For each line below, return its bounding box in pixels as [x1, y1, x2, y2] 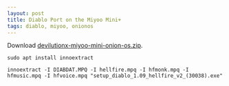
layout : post [7, 10, 45, 17]
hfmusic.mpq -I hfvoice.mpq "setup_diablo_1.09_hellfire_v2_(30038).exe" [7, 72, 223, 79]
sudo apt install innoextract [7, 55, 94, 61]
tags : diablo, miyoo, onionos [7, 23, 94, 29]
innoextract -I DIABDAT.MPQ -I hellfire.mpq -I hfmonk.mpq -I [7, 66, 189, 74]
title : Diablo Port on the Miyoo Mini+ [7, 16, 122, 23]
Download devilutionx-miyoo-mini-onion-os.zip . [7, 42, 143, 50]
